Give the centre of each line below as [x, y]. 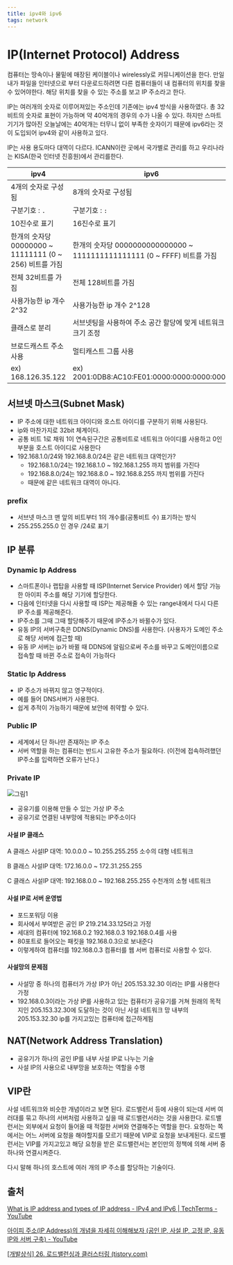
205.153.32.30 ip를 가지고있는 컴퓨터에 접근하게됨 [85, 1018]
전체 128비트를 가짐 [104, 283]
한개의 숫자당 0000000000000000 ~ [133, 246]
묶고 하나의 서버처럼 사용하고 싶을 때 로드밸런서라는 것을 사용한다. [114, 1118]
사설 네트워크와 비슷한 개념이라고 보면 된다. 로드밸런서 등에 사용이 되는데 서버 [112, 1109]
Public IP [22, 726]
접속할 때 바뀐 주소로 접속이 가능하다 [66, 655]
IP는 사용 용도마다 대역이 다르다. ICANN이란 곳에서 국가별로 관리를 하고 [104, 148]
